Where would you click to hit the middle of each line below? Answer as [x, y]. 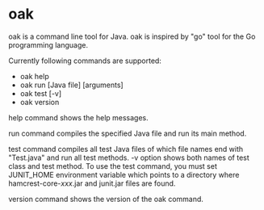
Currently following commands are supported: [85, 61]
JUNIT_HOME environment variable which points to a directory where [124, 174]
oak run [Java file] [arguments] [71, 85]
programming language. [48, 44]
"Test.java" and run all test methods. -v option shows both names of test [129, 157]
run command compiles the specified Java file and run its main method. [128, 133]
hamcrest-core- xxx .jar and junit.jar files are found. [92, 183]
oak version [40, 102]
